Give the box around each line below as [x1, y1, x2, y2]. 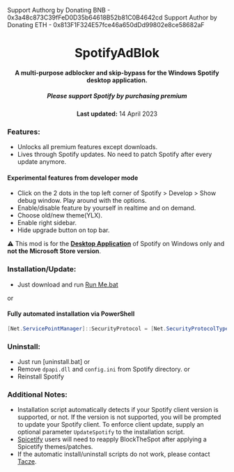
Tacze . [17, 457, 37, 466]
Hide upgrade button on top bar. [17, 226, 110, 234]
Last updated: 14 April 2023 [76, 109, 158, 118]
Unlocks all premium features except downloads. [17, 143, 158, 151]
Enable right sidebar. [17, 219, 77, 227]
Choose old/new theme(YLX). [17, 211, 103, 220]
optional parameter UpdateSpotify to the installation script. [17, 428, 185, 436]
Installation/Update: [7, 264, 77, 274]
